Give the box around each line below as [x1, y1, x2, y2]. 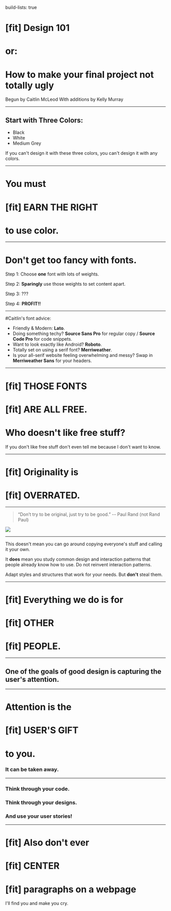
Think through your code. [5, 785, 70, 792]
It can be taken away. [5, 766, 59, 773]
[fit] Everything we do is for [5, 594, 124, 605]
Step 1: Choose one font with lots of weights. [5, 271, 99, 277]
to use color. [5, 225, 59, 236]
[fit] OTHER [5, 617, 54, 629]
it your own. [5, 546, 31, 552]
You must [5, 178, 46, 190]
